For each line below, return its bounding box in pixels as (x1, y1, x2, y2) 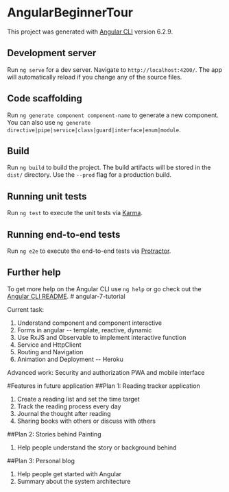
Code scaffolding (7, 93, 82, 104)
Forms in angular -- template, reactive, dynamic (16, 325, 152, 334)
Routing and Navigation (16, 347, 84, 356)
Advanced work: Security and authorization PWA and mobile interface (7, 368, 205, 376)
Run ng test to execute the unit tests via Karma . (7, 209, 143, 217)
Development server (7, 47, 97, 59)
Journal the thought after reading (16, 409, 111, 417)
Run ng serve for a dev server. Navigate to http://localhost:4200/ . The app (7, 65, 223, 73)
